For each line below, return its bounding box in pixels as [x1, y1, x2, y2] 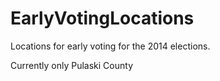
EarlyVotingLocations [10, 7, 195, 30]
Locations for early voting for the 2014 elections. [10, 40, 211, 52]
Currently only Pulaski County [10, 59, 134, 71]
